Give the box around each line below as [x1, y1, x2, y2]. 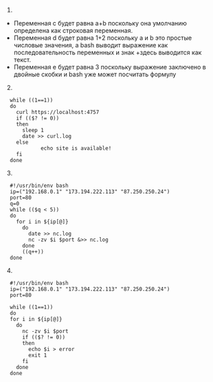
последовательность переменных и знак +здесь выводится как [13, 48, 202, 56]
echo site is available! [40, 145, 112, 152]
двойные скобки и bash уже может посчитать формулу [13, 70, 177, 78]
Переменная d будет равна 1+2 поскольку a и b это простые [13, 34, 192, 42]
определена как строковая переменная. [13, 27, 133, 34]
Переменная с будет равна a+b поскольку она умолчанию [13, 19, 188, 27]
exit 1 [28, 352, 47, 359]
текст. [13, 56, 32, 64]
